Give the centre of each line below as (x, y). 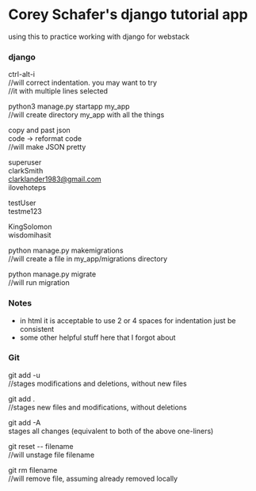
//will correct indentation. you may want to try (82, 83)
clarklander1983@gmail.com (55, 179)
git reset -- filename (41, 446)
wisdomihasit (30, 235)
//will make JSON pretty (47, 147)
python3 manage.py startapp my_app (69, 107)
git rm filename (33, 470)
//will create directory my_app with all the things (86, 115)
